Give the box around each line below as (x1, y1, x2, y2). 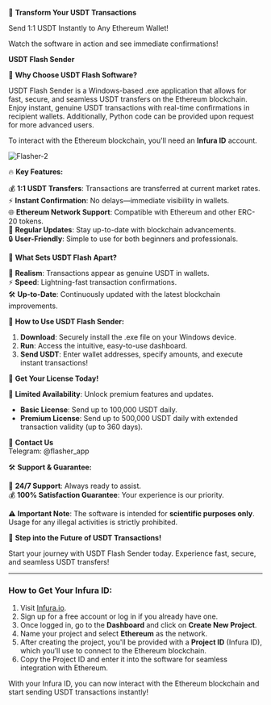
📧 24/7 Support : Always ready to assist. (8, 481, 142, 490)
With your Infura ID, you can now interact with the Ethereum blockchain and (8, 678, 260, 689)
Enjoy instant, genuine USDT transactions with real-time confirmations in (8, 103, 250, 112)
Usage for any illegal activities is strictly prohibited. (8, 517, 178, 527)
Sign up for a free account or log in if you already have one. (19, 611, 219, 621)
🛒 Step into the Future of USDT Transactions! (8, 533, 162, 542)
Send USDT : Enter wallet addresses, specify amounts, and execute (19, 349, 244, 359)
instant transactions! (19, 358, 89, 367)
